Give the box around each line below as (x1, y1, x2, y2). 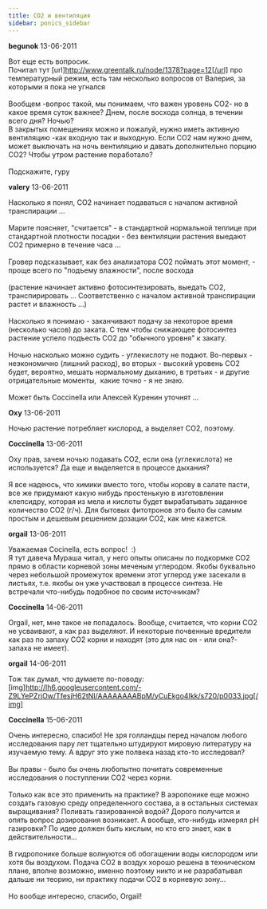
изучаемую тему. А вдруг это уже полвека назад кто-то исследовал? (8, 747, 245, 757)
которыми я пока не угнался (8, 81, 106, 92)
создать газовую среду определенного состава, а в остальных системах (8, 798, 259, 808)
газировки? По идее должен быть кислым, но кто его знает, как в (8, 823, 232, 833)
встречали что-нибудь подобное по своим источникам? (8, 587, 201, 596)
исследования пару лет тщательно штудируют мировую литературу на (8, 738, 252, 748)
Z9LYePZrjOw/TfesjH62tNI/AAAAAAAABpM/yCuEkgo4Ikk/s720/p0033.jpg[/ (8, 691, 259, 700)
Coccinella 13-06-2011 (8, 439, 83, 448)
